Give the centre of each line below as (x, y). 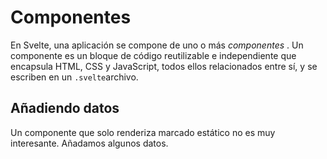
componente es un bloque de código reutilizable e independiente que (153, 55)
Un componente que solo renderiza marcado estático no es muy (143, 132)
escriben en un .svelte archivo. (74, 77)
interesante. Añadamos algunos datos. (89, 143)
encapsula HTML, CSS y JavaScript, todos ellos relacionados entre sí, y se (164, 66)
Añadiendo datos (65, 108)
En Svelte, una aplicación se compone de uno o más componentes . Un (157, 45)
